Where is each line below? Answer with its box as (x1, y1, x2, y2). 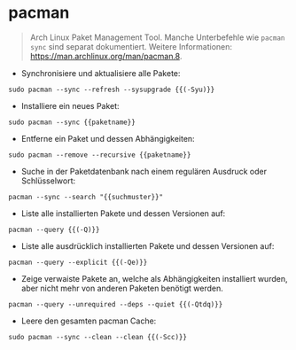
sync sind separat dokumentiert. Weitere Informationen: (29, 41, 232, 51)
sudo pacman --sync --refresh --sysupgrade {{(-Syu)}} (8, 85, 215, 94)
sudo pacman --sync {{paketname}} (8, 118, 136, 127)
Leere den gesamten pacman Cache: (20, 315, 157, 326)
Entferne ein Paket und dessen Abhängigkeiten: (20, 133, 196, 144)
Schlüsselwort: (20, 175, 76, 186)
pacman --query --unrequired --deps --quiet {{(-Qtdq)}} (8, 299, 223, 308)
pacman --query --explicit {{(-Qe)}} (8, 258, 148, 267)
